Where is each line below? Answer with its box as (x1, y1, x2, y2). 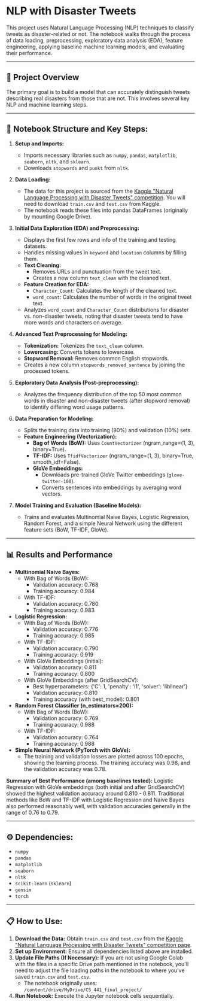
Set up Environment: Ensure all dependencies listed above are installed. (14, 948, 193, 955)
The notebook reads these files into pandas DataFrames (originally (23, 207, 188, 214)
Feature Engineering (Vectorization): (23, 433, 117, 440)
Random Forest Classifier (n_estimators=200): (14, 702, 133, 709)
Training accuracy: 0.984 (32, 588, 95, 595)
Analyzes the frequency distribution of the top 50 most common (23, 390, 182, 397)
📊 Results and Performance (6, 549, 113, 560)
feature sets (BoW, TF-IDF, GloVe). (23, 526, 109, 533)
